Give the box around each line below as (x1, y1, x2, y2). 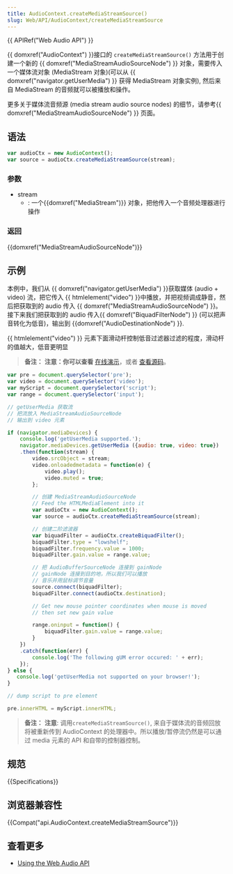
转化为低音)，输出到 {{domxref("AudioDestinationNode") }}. (13, 319, 184, 328)
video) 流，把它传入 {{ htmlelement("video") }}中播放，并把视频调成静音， (7, 293, 220, 302)
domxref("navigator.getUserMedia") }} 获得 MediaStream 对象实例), (7, 76, 202, 84)
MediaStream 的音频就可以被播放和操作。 (15, 85, 134, 93)
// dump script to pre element (7, 693, 98, 700)
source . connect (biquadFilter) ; (32, 583, 123, 590)
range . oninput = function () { (32, 622, 120, 629)
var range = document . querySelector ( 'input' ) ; (7, 391, 145, 398)
